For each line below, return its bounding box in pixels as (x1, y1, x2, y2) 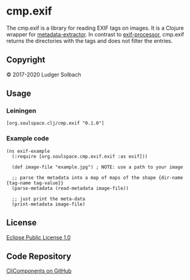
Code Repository (6, 251, 72, 261)
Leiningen (6, 107, 36, 115)
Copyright (6, 55, 46, 65)
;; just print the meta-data (12, 196, 86, 202)
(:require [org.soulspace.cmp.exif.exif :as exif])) (12, 153, 148, 159)
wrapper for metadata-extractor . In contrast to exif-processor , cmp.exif (6, 30, 185, 38)
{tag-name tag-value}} (6, 180, 64, 186)
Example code (6, 135, 49, 143)
